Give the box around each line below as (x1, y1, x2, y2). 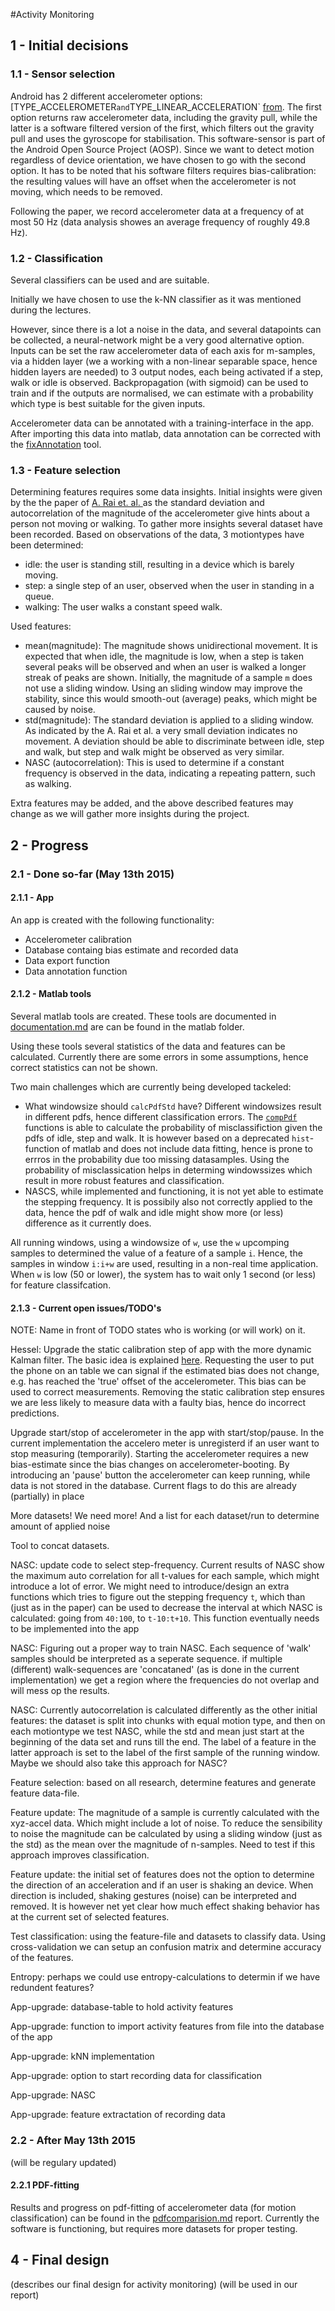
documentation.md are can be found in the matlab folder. (10, 1021, 245, 1033)
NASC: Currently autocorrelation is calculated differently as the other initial (10, 1704, 318, 1716)
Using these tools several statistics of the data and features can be (10, 1040, 286, 1052)
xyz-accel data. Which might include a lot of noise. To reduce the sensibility (10, 1817, 323, 1829)
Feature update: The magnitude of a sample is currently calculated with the (10, 1807, 320, 1819)
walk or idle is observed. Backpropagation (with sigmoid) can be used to (10, 376, 309, 388)
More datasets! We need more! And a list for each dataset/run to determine (10, 1510, 320, 1522)
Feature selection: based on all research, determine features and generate (10, 1777, 317, 1789)
